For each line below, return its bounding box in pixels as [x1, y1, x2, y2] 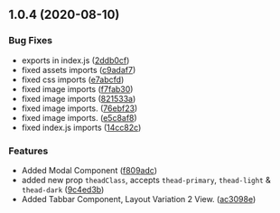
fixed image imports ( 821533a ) [21, 93, 136, 104]
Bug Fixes [8, 34, 53, 47]
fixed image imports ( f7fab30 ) [21, 83, 134, 94]
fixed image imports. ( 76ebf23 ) [21, 103, 138, 114]
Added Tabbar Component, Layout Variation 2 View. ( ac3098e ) [21, 193, 257, 204]
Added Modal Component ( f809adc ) [21, 164, 158, 175]
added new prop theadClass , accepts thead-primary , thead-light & [21, 174, 272, 185]
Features [8, 144, 49, 157]
